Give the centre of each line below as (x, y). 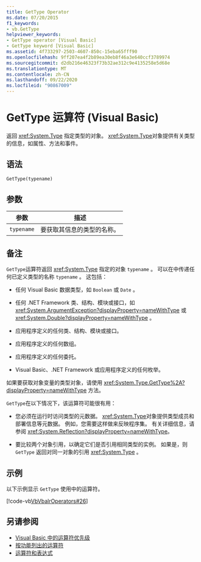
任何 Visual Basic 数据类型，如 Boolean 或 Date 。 (76, 290)
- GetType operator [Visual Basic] (51, 40)
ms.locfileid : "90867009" (39, 86)
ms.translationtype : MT (37, 69)
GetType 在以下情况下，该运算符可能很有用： (62, 404)
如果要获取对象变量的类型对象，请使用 (54, 383)
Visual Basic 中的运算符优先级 (52, 538)
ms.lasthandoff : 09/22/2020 (42, 80)
